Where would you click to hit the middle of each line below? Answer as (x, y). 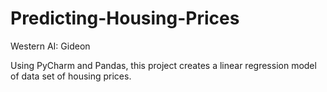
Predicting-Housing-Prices (125, 18)
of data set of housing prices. (71, 76)
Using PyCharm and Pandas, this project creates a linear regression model (163, 65)
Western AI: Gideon (50, 46)
